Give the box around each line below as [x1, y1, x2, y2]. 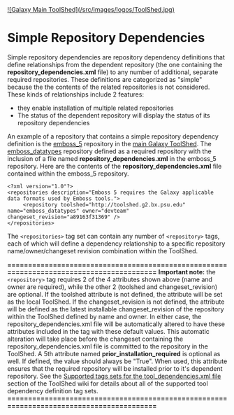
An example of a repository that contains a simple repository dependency [7, 132, 219, 141]
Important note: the [158, 267, 216, 276]
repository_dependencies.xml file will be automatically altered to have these [7, 320, 226, 328]
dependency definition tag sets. [7, 386, 99, 395]
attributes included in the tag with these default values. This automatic [7, 327, 210, 335]
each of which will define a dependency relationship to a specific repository [7, 239, 226, 248]
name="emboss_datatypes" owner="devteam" [7, 207, 130, 214]
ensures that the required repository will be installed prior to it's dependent [7, 364, 223, 372]
